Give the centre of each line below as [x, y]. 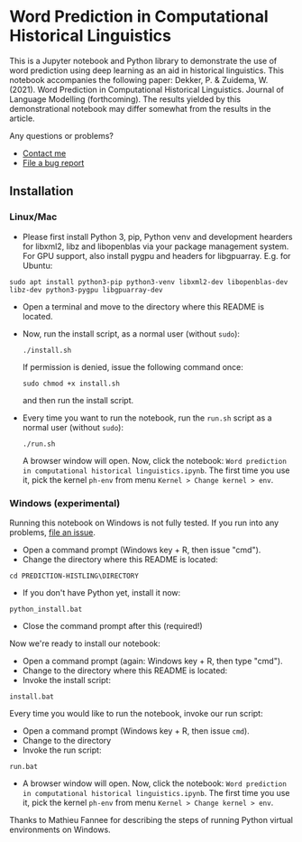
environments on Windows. [60, 829]
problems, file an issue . [53, 532]
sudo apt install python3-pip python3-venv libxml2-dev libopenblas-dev [149, 282]
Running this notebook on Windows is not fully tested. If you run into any [144, 523]
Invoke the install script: [66, 680]
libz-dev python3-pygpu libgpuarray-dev [87, 290]
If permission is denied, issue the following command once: [133, 366]
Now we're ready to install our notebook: [85, 643]
